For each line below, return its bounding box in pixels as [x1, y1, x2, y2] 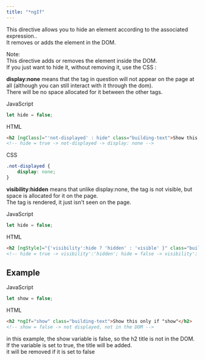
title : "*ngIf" [6, 9, 45, 15]
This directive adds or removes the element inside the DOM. [6, 57, 157, 64]
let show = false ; [6, 295, 53, 302]
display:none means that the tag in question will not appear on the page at [6, 75, 195, 82]
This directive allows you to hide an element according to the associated [6, 26, 188, 33]
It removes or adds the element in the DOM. [6, 38, 117, 46]
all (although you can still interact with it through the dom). [6, 82, 154, 89]
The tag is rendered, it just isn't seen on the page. [6, 198, 132, 206]
